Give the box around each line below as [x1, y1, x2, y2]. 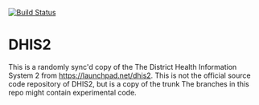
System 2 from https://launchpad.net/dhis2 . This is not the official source [8, 71, 251, 80]
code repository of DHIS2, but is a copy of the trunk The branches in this [8, 79, 249, 88]
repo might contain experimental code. [8, 87, 137, 97]
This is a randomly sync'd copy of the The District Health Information [8, 62, 237, 71]
